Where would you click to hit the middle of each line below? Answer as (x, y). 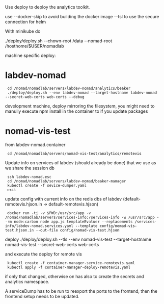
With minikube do (23, 31)
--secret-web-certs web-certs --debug (45, 97)
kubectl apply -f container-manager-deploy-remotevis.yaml (69, 267)
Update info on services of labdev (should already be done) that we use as (81, 163)
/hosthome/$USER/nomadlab (35, 46)
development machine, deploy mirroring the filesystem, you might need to (80, 106)
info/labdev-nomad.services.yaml (39, 226)
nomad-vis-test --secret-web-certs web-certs (52, 244)
